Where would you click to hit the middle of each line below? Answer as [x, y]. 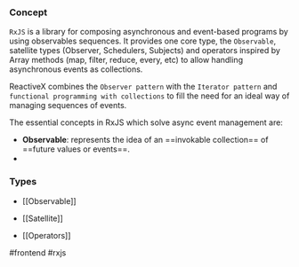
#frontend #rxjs [38, 252]
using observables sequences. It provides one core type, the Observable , [143, 41]
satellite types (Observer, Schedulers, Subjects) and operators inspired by [145, 51]
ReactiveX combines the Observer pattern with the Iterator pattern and [143, 87]
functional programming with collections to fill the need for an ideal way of [149, 96]
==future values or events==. [76, 149]
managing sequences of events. [68, 106]
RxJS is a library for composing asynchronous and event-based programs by [149, 32]
